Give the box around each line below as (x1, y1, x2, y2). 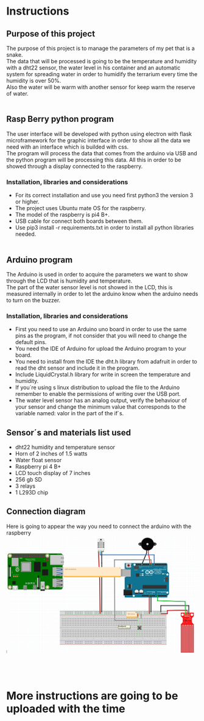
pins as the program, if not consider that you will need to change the (15, 332, 187, 339)
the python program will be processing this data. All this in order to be (6, 156, 181, 163)
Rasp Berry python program (6, 114, 114, 124)
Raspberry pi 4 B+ (15, 463, 62, 470)
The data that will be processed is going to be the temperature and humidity (6, 58, 197, 65)
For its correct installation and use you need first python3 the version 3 (15, 192, 194, 199)
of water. (6, 90, 29, 97)
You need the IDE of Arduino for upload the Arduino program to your (15, 345, 187, 353)
